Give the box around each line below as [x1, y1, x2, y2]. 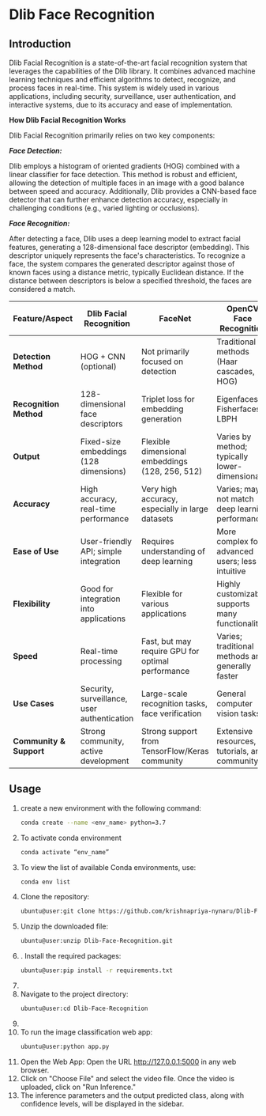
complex [216, 536, 249, 547]
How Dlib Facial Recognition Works [9, 115, 126, 124]
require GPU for [141, 646, 200, 656]
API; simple [80, 546, 122, 557]
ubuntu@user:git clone [20, 907, 96, 915]
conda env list [20, 878, 71, 886]
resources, [216, 736, 257, 747]
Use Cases [13, 698, 54, 709]
